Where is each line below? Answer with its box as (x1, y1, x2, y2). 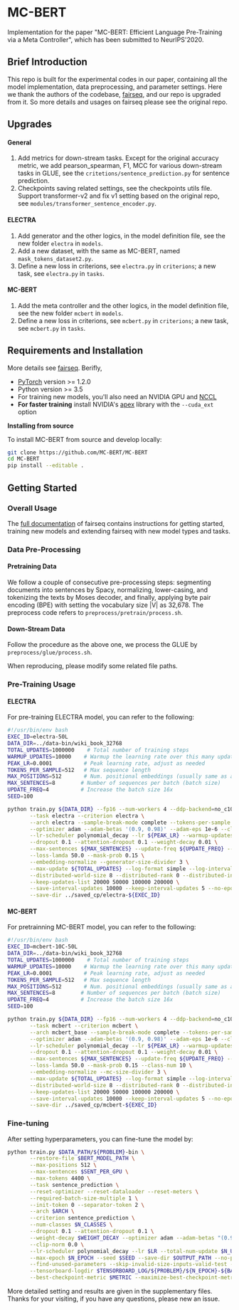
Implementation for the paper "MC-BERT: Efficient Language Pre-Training (7, 28, 223, 36)
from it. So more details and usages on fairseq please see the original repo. (7, 97, 228, 106)
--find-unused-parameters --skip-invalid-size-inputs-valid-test (29, 1261, 228, 1268)
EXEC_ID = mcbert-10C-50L (7, 944, 78, 951)
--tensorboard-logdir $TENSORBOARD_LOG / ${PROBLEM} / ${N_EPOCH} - (29, 1267, 221, 1274)
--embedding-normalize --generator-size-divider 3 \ (29, 858, 190, 865)
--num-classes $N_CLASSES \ (29, 1221, 113, 1228)
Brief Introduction (7, 56, 87, 68)
